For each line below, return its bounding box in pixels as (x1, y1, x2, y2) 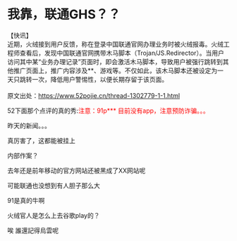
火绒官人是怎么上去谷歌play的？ (7, 211, 100, 219)
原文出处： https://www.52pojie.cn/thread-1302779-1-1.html (7, 91, 181, 99)
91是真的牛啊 (7, 196, 45, 204)
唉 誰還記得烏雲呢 (7, 226, 59, 235)
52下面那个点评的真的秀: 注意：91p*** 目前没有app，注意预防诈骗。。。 (7, 106, 209, 115)
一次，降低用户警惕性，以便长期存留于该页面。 (31, 75, 168, 83)
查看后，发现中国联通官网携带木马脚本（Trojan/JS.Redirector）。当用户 (19, 49, 224, 57)
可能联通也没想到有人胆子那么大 (7, 181, 100, 190)
